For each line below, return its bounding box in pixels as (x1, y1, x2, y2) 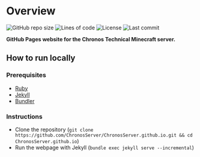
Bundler (14, 97, 35, 104)
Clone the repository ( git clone (14, 126, 94, 133)
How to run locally (6, 53, 76, 64)
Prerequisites (6, 71, 46, 79)
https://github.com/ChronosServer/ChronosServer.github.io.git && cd (14, 132, 193, 138)
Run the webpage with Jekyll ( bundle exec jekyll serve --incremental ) (14, 144, 194, 151)
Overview (6, 4, 56, 18)
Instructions (6, 112, 43, 120)
